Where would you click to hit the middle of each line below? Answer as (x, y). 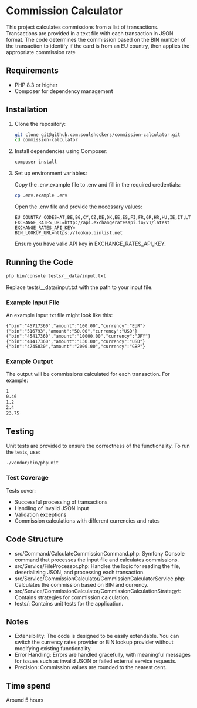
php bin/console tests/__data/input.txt (56, 276)
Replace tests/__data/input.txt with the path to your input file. (80, 287)
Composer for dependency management (64, 91)
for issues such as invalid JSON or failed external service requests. (96, 661)
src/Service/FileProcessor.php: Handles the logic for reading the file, (97, 566)
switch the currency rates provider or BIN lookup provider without (94, 642)
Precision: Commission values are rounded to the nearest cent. (91, 667)
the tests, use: (23, 452)
